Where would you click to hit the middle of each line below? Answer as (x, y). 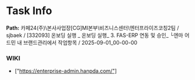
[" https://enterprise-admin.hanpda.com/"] (66, 71)
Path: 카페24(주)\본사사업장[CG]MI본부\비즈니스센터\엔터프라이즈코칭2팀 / (93, 28)
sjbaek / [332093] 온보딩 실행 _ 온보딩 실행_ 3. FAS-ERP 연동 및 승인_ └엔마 (95, 35)
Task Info (29, 11)
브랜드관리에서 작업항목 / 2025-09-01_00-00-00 (80, 42)
